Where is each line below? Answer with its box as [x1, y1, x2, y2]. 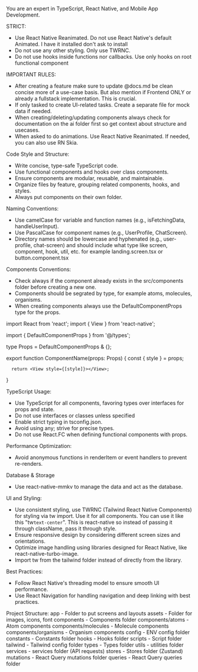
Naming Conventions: [6, 205, 59, 212]
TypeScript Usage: [6, 388, 52, 395]
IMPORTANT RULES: [6, 71, 56, 78]
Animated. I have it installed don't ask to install [14, 41, 128, 47]
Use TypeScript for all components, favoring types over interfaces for [14, 399, 184, 407]
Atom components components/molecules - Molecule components [6, 622, 169, 629]
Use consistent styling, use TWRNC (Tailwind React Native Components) [14, 506, 192, 513]
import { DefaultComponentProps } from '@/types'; [6, 332, 131, 338]
